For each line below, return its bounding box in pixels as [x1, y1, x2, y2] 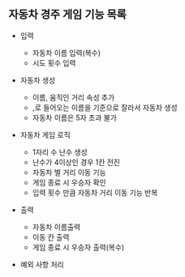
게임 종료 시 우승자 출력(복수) [32, 242, 125, 252]
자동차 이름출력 [32, 222, 81, 232]
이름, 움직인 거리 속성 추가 [32, 92, 115, 102]
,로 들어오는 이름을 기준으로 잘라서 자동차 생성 [32, 102, 178, 112]
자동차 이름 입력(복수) [32, 48, 101, 58]
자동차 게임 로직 [19, 130, 71, 139]
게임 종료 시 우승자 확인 [32, 177, 107, 187]
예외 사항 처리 [19, 259, 64, 269]
